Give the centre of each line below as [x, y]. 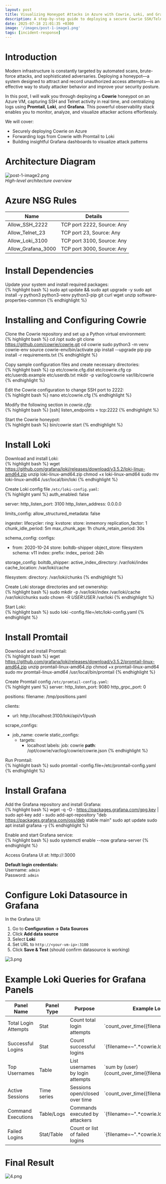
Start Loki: [16, 607]
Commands [83, 1108]
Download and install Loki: [32, 458]
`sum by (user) [121, 1067]
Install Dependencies [49, 271]
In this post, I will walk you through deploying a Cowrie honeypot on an [77, 96]
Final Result [30, 1162]
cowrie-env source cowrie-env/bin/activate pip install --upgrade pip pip [78, 350]
